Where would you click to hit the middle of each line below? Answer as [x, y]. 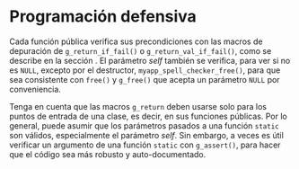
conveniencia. [35, 89]
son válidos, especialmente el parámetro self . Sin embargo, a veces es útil [147, 135]
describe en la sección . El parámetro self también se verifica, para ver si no [150, 60]
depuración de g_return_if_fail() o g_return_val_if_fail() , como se [141, 50]
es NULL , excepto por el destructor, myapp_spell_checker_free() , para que [145, 70]
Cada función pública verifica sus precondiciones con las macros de [136, 41]
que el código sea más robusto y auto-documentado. [108, 154]
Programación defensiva [103, 17]
